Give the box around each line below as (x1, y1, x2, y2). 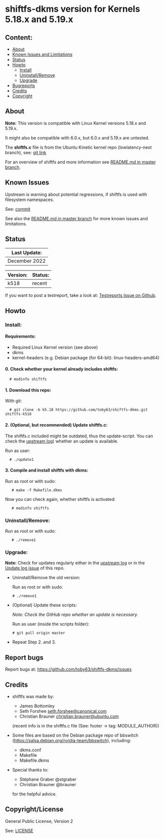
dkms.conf (19, 747, 42, 753)
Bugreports (12, 83, 35, 89)
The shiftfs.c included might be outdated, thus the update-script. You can (5, 433, 153, 439)
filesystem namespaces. (5, 197, 54, 203)
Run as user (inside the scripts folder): (12, 621, 90, 627)
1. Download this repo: (5, 387, 51, 393)
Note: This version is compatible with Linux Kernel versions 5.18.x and (5, 120, 146, 126)
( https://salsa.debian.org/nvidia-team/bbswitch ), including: (12, 737, 131, 743)
